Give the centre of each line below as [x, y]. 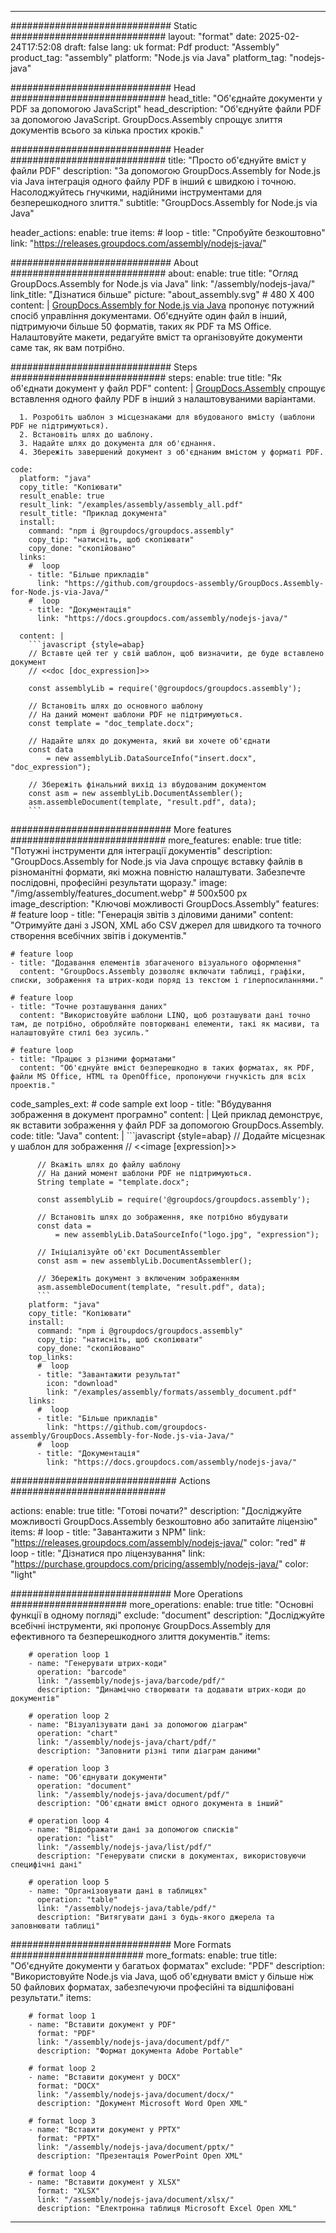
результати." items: [51, 1997]
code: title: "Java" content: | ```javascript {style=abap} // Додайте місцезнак [168, 1135]
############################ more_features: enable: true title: [156, 840]
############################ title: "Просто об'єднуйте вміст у [158, 160]
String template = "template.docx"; [113, 1182]
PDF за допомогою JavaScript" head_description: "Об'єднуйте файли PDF [166, 109]
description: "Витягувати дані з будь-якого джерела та [155, 1917]
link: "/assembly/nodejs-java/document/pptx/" [135, 2147]
